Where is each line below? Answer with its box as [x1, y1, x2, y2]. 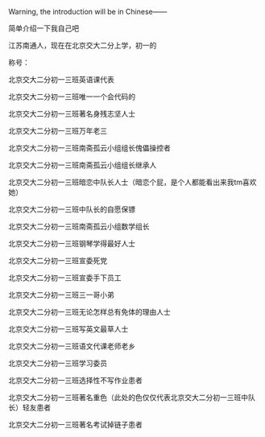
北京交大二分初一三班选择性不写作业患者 [8, 376, 143, 385]
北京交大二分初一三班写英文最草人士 [8, 324, 129, 333]
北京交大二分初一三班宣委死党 [8, 256, 107, 265]
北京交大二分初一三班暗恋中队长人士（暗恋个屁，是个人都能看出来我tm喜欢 [8, 177, 257, 187]
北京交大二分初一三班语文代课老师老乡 [8, 341, 135, 351]
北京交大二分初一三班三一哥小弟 [8, 290, 114, 299]
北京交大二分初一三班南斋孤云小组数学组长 [8, 221, 150, 231]
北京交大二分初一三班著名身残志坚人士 [8, 109, 135, 118]
